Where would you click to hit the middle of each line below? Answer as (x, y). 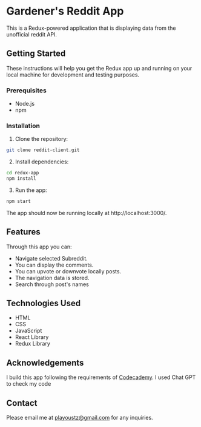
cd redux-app (23, 173)
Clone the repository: (41, 139)
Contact (22, 403)
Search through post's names (52, 284)
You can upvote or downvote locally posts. (68, 271)
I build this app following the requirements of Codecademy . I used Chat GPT (101, 377)
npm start (19, 201)
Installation (23, 126)
